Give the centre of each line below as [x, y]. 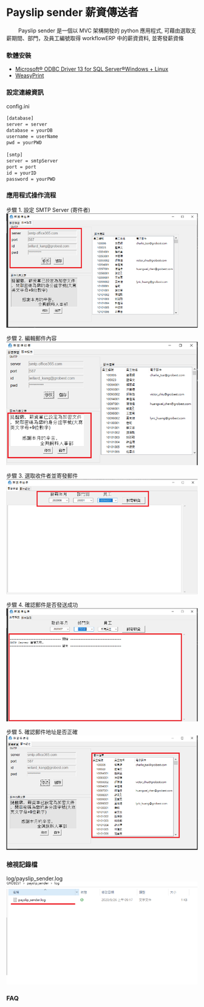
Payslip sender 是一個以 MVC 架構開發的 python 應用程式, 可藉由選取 [104, 30]
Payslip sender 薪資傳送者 [72, 12]
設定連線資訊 [25, 93]
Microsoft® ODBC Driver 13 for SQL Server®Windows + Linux [92, 69]
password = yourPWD [31, 179]
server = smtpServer [32, 161]
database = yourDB [29, 130]
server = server [27, 124]
